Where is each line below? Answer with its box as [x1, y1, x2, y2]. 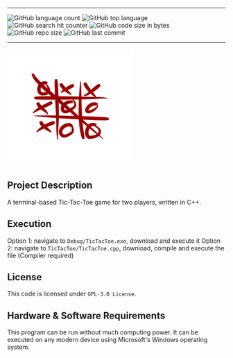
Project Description [7, 180, 93, 191]
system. [7, 343, 30, 351]
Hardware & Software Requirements [7, 309, 166, 321]
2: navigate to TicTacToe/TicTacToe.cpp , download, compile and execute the [7, 244, 225, 252]
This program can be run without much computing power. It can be [7, 328, 199, 336]
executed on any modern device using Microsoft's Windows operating [7, 336, 208, 344]
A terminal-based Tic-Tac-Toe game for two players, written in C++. [7, 198, 202, 206]
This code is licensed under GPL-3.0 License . [7, 289, 137, 298]
